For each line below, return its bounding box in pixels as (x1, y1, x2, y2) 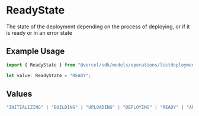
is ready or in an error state (6, 29, 73, 36)
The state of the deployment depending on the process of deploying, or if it (6, 23, 190, 30)
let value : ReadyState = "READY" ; (6, 72, 92, 78)
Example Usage (6, 47, 65, 57)
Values (6, 89, 33, 99)
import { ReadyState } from (6, 62, 76, 68)
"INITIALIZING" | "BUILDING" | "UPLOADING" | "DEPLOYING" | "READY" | (6, 104, 184, 111)
